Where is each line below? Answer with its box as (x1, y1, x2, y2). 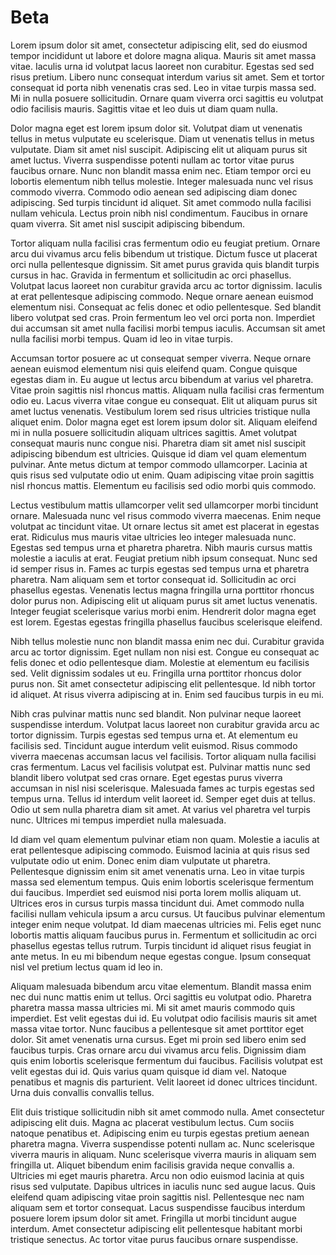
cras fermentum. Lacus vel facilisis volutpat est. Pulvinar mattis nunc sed (10, 761, 311, 773)
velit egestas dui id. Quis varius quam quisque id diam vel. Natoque (10, 1065, 287, 1077)
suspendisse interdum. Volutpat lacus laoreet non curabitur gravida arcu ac (10, 718, 320, 730)
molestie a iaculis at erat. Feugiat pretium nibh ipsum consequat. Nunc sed (10, 552, 318, 564)
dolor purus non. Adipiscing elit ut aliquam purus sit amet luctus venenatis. (10, 594, 318, 606)
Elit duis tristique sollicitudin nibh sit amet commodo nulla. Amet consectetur (10, 1106, 325, 1118)
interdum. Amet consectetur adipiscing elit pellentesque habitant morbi (10, 1222, 303, 1235)
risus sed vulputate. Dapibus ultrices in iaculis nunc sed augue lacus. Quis (10, 1180, 316, 1192)
